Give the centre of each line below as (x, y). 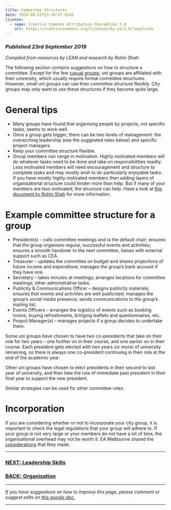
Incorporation (35, 409)
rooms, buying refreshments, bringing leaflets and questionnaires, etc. (86, 316)
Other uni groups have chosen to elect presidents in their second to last (80, 367)
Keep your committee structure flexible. (54, 151)
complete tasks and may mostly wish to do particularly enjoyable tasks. (88, 173)
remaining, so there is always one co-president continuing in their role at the (85, 352)
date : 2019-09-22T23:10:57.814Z (39, 15)
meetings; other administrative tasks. (51, 283)
